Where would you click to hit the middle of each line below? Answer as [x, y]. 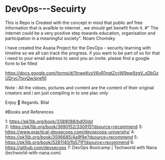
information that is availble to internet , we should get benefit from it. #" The [82, 27]
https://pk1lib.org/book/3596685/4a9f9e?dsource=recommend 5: [72, 137]
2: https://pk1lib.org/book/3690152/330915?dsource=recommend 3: [74, 127]
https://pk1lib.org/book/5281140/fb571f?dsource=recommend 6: [70, 142]
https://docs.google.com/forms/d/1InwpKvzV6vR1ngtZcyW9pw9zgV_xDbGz [82, 73]
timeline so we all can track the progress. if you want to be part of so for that [82, 53]
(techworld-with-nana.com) [33, 153]
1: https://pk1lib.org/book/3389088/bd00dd [49, 121]
